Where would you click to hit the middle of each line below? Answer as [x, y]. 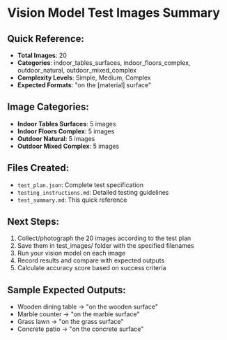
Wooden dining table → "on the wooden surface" [88, 307]
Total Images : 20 [42, 55]
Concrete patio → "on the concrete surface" [80, 329]
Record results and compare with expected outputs [91, 260]
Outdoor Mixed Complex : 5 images [68, 146]
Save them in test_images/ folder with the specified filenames [105, 246]
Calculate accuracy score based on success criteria [92, 268]
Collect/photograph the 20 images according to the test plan [104, 238]
